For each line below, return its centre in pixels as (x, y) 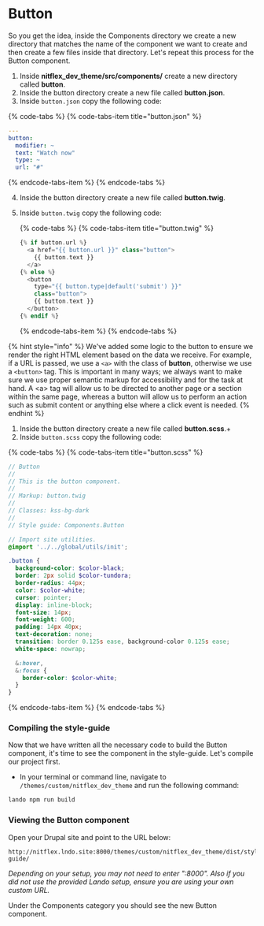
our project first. (34, 762)
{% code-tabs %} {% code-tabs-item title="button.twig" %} (117, 229)
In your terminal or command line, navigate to (93, 777)
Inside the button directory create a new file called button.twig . (123, 198)
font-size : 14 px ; (44, 612)
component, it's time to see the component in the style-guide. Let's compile (131, 753)
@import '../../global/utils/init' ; (68, 547)
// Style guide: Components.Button (66, 525)
